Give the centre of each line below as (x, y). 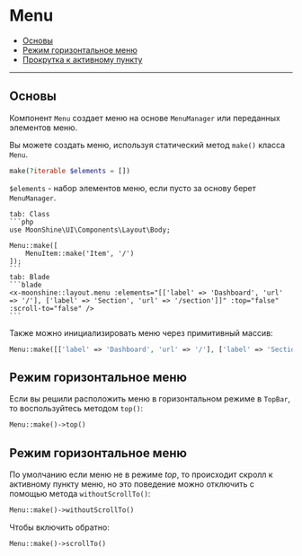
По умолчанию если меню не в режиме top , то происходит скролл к (141, 474)
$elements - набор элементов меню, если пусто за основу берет (133, 188)
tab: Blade (30, 277)
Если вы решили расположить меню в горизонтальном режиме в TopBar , (150, 399)
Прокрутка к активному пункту (82, 59)
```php (22, 222)
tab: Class (30, 214)
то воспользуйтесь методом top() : (76, 409)
